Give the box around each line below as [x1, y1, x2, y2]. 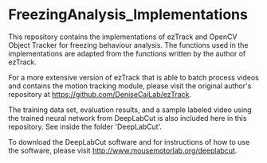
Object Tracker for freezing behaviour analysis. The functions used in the [8, 40, 249, 49]
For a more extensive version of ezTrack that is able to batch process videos [8, 72, 259, 82]
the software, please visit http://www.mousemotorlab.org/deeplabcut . [8, 146, 238, 155]
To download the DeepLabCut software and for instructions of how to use [8, 137, 250, 146]
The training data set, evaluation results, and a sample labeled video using [8, 105, 253, 114]
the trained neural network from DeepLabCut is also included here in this [8, 113, 247, 122]
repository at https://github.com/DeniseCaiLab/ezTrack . [8, 89, 192, 99]
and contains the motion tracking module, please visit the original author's [8, 81, 252, 91]
